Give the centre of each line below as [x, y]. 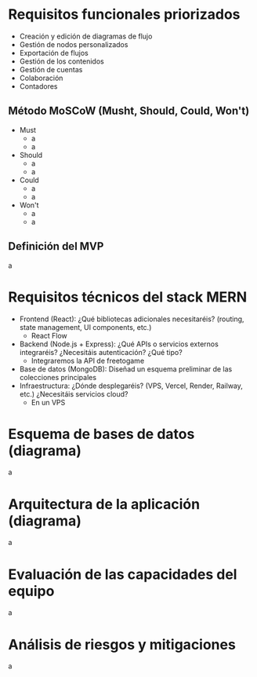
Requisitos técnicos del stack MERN [128, 297]
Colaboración [41, 78]
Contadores [38, 86]
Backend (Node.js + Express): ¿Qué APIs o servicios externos [119, 344]
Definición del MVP [56, 246]
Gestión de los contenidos [62, 61]
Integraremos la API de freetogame [88, 360]
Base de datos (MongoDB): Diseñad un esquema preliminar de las [126, 369]
